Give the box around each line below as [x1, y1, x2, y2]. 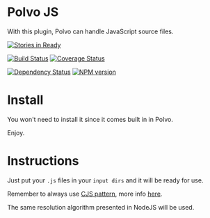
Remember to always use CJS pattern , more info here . [7, 189, 163, 198]
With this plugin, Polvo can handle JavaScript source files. [7, 27, 174, 36]
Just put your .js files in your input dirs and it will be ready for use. [7, 176, 204, 185]
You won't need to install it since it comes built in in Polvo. [7, 115, 174, 123]
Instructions [7, 153, 79, 169]
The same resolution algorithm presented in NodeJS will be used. [7, 203, 195, 211]
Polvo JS [7, 4, 59, 20]
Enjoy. [7, 128, 25, 137]
